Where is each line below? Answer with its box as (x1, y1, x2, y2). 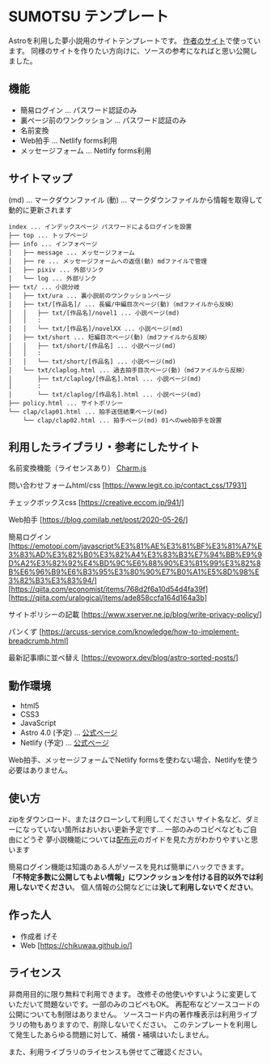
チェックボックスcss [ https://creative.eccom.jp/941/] (8, 498, 184, 508)
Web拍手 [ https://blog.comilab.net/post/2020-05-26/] (8, 515, 188, 525)
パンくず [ (8, 627, 42, 637)
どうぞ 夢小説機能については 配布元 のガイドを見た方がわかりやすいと (22, 834, 252, 844)
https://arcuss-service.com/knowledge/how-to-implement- (41, 627, 240, 637)
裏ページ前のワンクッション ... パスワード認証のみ (19, 115, 187, 125)
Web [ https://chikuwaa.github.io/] (19, 940, 133, 950)
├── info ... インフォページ (8, 240, 98, 248)
